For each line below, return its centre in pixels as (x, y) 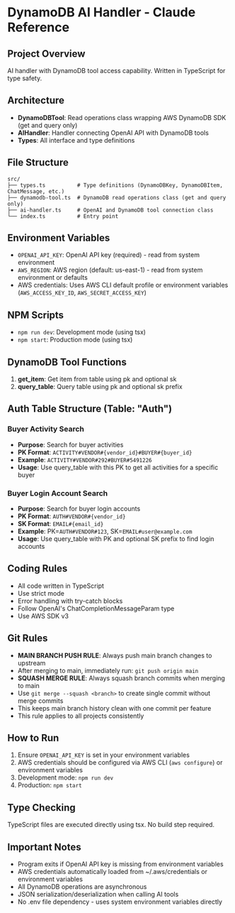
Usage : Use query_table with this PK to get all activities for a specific (118, 467)
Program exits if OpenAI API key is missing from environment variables (121, 864)
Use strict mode (41, 593)
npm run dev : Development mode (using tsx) (82, 332)
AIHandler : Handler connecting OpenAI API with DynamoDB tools (113, 133)
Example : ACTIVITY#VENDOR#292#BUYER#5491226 (85, 459)
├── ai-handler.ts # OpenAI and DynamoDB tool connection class (110, 210)
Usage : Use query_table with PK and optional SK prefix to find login (116, 539)
